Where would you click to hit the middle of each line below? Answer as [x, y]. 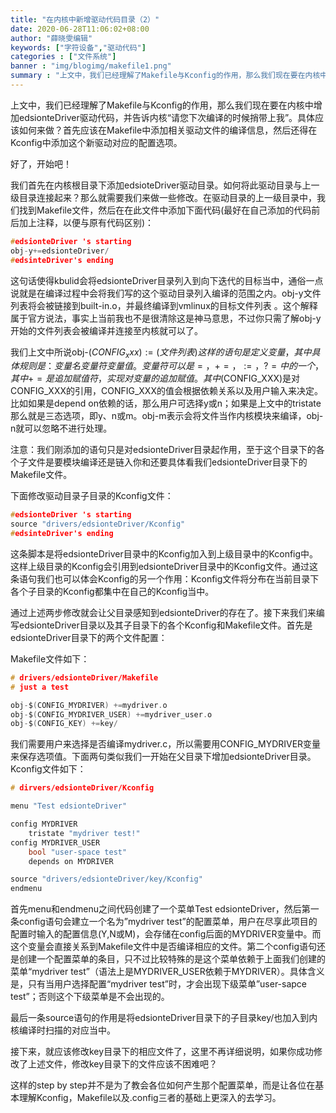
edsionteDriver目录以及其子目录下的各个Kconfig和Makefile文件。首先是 [165, 625]
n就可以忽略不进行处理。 [61, 428]
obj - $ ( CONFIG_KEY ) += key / [64, 724]
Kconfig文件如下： [48, 769]
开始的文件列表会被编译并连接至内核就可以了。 [106, 330]
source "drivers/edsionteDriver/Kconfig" [98, 524]
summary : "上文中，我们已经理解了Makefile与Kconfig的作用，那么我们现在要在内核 [165, 76]
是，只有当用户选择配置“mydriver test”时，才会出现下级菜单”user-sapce [159, 984]
